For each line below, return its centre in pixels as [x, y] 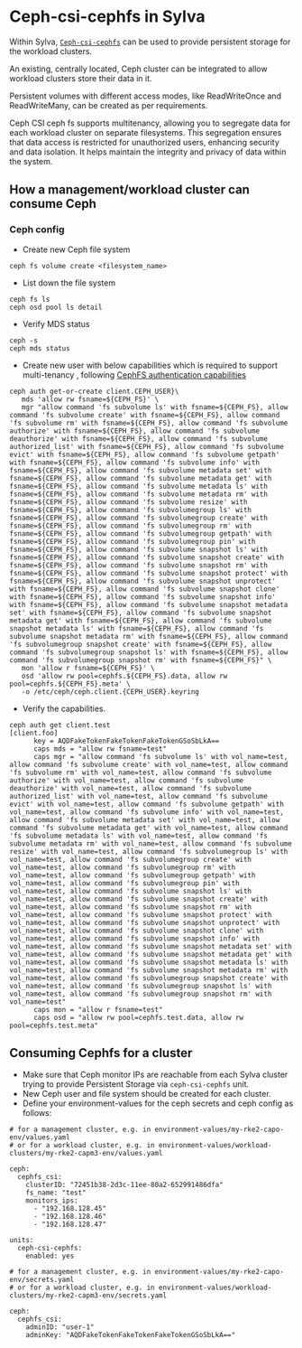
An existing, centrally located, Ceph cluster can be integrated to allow [138, 69]
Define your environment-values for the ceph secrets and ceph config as [158, 1103]
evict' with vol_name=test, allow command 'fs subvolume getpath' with [146, 804]
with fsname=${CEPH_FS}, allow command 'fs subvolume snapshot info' [143, 597]
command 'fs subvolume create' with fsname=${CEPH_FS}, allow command [145, 415]
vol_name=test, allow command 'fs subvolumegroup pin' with [125, 883]
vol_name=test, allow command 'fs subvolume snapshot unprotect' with [145, 922]
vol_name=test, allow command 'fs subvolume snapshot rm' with [131, 907]
